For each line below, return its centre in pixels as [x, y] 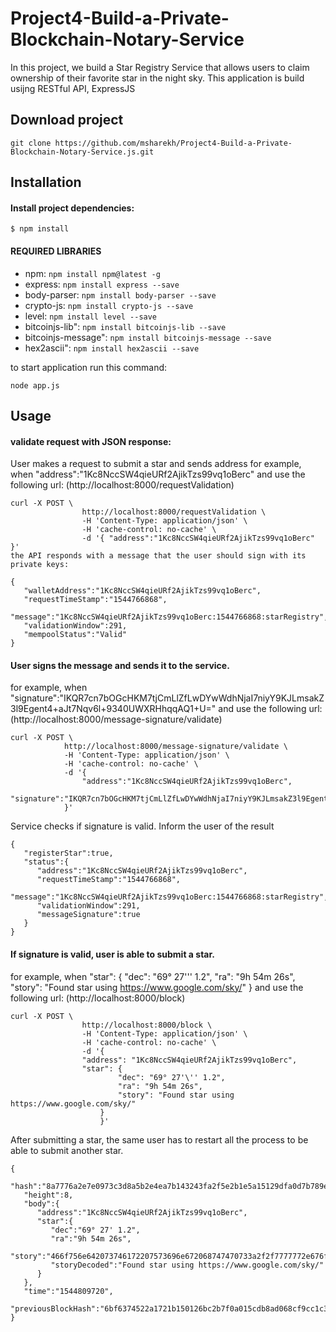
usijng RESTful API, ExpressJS [73, 88]
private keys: [40, 565]
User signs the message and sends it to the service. [120, 665]
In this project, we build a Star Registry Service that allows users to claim [160, 67]
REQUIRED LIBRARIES [56, 251]
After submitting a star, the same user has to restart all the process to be [159, 1139]
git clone [31, 143]
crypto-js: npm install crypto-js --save [109, 305]
